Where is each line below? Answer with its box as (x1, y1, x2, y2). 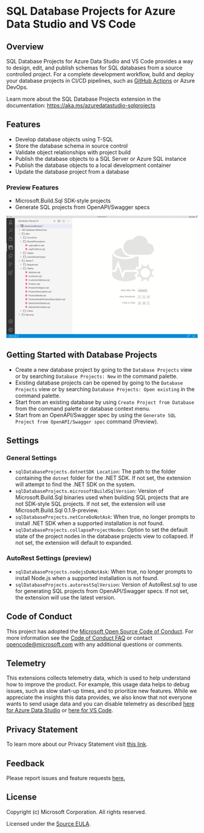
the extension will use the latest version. (15, 594, 116, 601)
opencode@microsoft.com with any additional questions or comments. (6, 640, 183, 648)
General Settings (6, 454, 57, 463)
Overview (6, 41, 44, 52)
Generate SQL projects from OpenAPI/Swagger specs (15, 204, 150, 211)
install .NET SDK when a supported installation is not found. (15, 519, 165, 526)
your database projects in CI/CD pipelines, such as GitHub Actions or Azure (6, 77, 195, 84)
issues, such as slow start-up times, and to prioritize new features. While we (6, 687, 197, 695)
